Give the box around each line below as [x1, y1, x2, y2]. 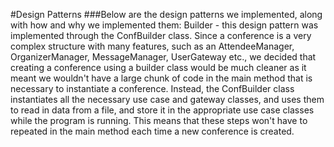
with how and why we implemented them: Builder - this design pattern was [10, 19, 319, 31]
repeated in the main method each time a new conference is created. [10, 125, 295, 137]
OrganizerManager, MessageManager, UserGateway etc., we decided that [10, 51, 317, 63]
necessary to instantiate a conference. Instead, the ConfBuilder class [10, 83, 295, 94]
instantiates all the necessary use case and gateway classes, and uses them [10, 94, 325, 105]
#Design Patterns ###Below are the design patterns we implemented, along [10, 9, 323, 20]
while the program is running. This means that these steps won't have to [10, 115, 308, 126]
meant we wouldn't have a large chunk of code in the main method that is [10, 72, 313, 84]
